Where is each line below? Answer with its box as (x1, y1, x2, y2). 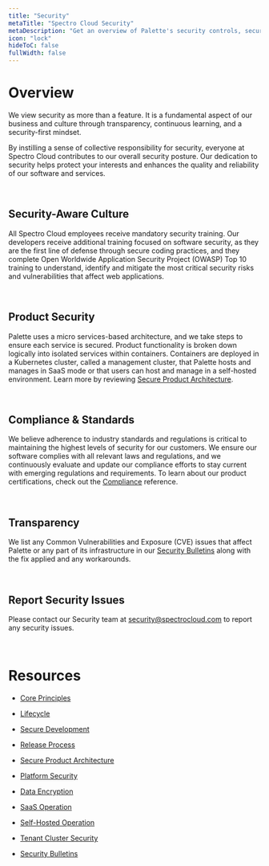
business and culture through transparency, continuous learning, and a (8, 118, 243, 129)
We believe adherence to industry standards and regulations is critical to (8, 435, 247, 444)
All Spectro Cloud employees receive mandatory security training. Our (8, 228, 240, 238)
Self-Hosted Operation (19, 817, 95, 827)
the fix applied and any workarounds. (8, 554, 131, 564)
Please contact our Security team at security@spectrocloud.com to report (8, 615, 252, 623)
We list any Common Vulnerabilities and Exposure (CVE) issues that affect (8, 537, 252, 547)
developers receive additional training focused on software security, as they (8, 237, 259, 247)
